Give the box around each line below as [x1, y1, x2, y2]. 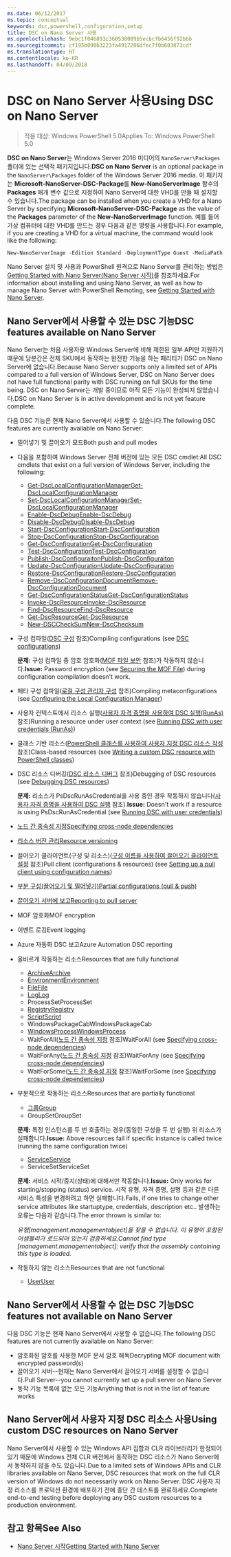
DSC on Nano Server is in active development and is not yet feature [14, 395, 206, 403]
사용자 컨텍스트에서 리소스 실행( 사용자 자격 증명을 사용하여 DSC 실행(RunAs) [16, 709, 224, 717]
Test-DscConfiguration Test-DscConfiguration [27, 547, 157, 556]
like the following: [7, 236, 57, 244]
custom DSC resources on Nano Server [7, 1425, 179, 1437]
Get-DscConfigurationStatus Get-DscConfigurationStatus [27, 591, 188, 599]
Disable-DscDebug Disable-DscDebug [27, 518, 135, 526]
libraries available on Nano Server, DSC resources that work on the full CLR [7, 1469, 221, 1477]
